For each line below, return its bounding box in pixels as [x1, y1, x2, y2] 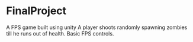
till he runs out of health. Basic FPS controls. [6, 30, 114, 37]
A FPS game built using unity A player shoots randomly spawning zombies [6, 24, 188, 31]
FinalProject [6, 4, 67, 18]
